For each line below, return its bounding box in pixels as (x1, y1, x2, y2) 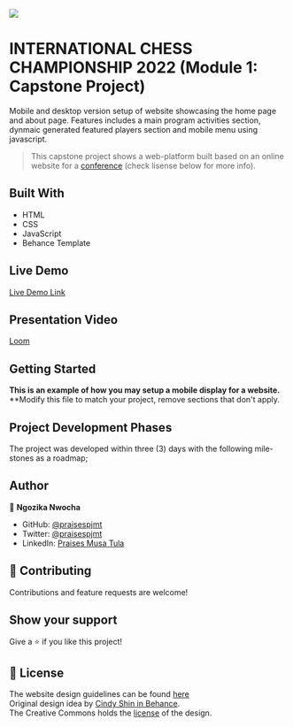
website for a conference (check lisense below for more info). (30, 160, 257, 171)
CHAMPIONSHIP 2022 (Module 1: (9, 57, 258, 78)
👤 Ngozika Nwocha (9, 501, 81, 512)
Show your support (9, 613, 118, 628)
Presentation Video (9, 312, 118, 327)
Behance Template (21, 237, 91, 248)
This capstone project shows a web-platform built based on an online (30, 150, 285, 161)
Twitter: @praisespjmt (21, 528, 103, 539)
